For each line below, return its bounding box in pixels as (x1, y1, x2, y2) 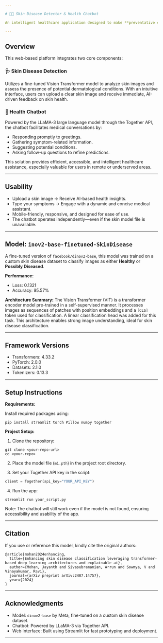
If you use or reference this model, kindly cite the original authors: (5, 542, 137, 548)
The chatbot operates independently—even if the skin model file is (12, 216, 146, 222)
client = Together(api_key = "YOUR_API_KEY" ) (5, 479, 95, 484)
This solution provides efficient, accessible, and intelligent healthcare (5, 159, 144, 164)
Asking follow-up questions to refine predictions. (12, 149, 110, 155)
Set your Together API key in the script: (12, 470, 91, 476)
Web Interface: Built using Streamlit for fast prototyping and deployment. (12, 628, 158, 634)
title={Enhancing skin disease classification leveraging (9, 556, 130, 561)
